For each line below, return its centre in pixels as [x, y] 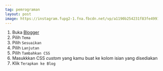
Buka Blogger [26, 33]
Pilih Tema [21, 37]
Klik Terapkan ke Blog [34, 63]
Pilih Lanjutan [26, 48]
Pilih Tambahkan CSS [31, 53]
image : [12, 18]
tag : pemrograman [23, 9]
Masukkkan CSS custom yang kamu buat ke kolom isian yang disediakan [85, 58]
